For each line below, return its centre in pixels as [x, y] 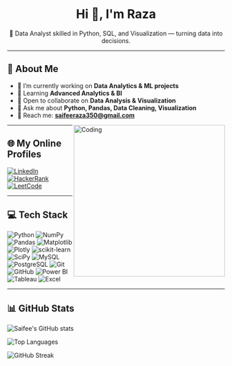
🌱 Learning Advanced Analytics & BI [70, 93]
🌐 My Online [35, 144]
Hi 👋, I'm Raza [116, 14]
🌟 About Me [33, 69]
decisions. [116, 40]
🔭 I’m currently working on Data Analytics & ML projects [98, 85]
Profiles [24, 154]
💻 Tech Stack [38, 215]
